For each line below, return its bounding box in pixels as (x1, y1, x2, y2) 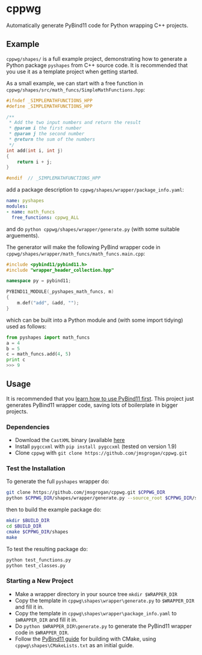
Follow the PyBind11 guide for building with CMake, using (14, 635, 156, 642)
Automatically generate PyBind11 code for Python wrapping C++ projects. (6, 22, 188, 29)
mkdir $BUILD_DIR (6, 518, 50, 524)
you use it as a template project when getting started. (6, 68, 138, 75)
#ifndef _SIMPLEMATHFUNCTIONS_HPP (6, 97, 93, 103)
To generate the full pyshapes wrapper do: (6, 478, 109, 485)
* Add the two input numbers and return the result (8, 120, 141, 126)
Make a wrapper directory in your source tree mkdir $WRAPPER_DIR (14, 590, 177, 597)
